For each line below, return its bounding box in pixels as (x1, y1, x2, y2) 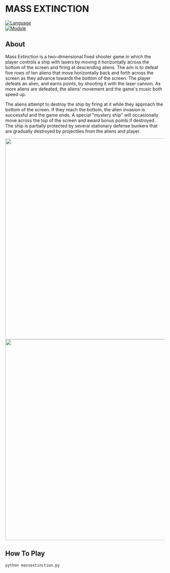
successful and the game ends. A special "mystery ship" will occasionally (5, 112, 159, 118)
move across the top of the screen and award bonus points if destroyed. (5, 117, 156, 123)
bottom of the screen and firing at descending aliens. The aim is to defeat (5, 64, 158, 70)
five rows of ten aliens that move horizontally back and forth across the (5, 70, 154, 76)
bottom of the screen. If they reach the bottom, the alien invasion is (5, 106, 145, 112)
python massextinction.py (5, 562, 60, 568)
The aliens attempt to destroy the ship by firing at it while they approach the (5, 101, 163, 107)
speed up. (5, 91, 26, 97)
